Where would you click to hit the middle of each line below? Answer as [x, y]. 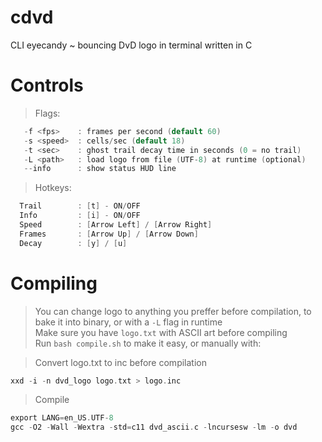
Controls [47, 85]
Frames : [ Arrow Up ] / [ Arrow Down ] [109, 234]
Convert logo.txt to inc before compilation [120, 362]
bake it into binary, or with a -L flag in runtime [128, 322]
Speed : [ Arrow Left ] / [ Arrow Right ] [116, 225]
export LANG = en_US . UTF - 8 [62, 418]
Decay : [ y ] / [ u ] [73, 243]
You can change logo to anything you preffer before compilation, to [173, 311]
